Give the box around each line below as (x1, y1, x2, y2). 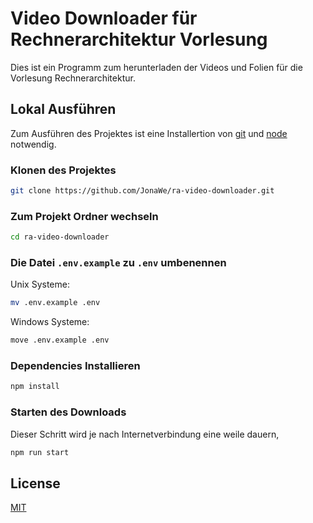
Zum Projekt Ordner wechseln (10, 209, 159, 223)
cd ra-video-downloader (10, 232, 110, 242)
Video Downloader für (10, 7, 198, 30)
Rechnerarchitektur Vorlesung (10, 28, 268, 51)
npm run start (10, 447, 70, 457)
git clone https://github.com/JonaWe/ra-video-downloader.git (10, 186, 275, 196)
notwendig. (10, 138, 57, 150)
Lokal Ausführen (10, 101, 117, 118)
